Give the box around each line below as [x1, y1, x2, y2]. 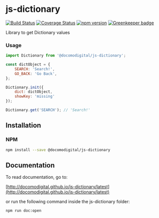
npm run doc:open [5, 208, 42, 214]
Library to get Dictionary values [5, 29, 70, 35]
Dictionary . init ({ [5, 85, 44, 90]
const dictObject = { [5, 62, 51, 67]
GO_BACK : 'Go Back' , [14, 71, 57, 76]
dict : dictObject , [14, 89, 53, 95]
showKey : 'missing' [14, 94, 55, 99]
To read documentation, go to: [5, 174, 68, 180]
